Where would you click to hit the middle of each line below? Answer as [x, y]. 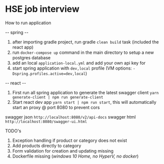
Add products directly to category [47, 145]
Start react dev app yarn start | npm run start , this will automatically [84, 102]
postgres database [31, 57]
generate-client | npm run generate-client [58, 97]
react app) [23, 47]
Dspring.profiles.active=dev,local [49, 74]
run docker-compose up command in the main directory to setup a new [83, 52]
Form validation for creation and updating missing [63, 151]
